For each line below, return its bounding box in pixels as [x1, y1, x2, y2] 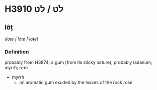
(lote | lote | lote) [4, 36, 39, 42]
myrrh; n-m [4, 65, 28, 71]
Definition [4, 48, 29, 55]
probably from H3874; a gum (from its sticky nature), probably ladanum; [4, 60, 153, 65]
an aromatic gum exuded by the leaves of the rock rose [19, 80, 133, 86]
